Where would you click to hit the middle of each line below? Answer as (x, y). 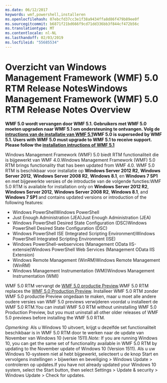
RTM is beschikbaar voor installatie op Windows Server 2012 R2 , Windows (83, 170)
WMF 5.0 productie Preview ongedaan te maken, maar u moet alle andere (81, 296)
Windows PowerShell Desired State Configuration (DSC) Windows (80, 223)
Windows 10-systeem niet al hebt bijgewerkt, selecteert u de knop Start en (82, 354)
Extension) (23, 255)
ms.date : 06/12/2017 (27, 10)
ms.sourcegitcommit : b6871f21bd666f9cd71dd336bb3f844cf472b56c (72, 24)
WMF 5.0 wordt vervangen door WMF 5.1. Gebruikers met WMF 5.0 (76, 124)
